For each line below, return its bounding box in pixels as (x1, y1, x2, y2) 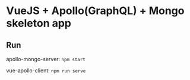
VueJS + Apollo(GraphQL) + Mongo (6, 4, 185, 18)
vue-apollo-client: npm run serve (6, 67, 86, 74)
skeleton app (6, 16, 72, 30)
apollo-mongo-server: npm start (6, 56, 86, 62)
